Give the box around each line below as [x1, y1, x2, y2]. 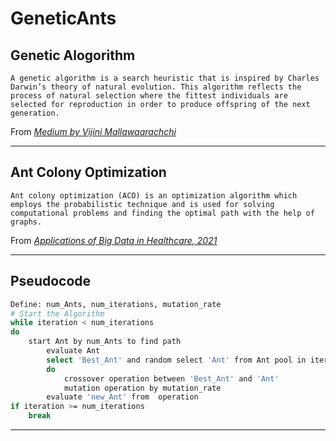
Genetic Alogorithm [10, 47, 136, 64]
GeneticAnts [10, 7, 117, 30]
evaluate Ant [46, 346, 101, 356]
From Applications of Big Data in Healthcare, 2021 [10, 234, 218, 246]
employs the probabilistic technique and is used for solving [10, 199, 275, 209]
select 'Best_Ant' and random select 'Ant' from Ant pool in [46, 355, 307, 365]
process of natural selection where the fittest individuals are [10, 91, 288, 101]
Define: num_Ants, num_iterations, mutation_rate [10, 299, 222, 309]
